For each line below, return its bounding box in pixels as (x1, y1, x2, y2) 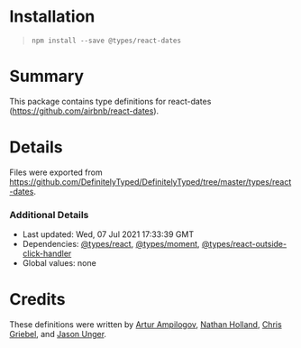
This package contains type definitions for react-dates (9, 96, 212, 106)
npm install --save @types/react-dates (31, 36, 182, 45)
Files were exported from (9, 167, 103, 178)
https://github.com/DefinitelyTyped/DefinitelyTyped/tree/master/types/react (9, 176, 292, 187)
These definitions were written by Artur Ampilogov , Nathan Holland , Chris (9, 319, 282, 330)
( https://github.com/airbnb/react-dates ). (9, 105, 160, 116)
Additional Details (9, 208, 89, 221)
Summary (9, 66, 84, 87)
